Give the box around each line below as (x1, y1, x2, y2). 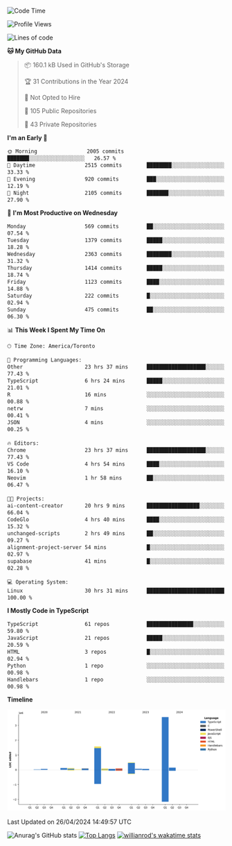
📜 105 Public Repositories (24, 107, 97, 115)
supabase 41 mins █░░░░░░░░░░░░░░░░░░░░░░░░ (7, 558, 225, 565)
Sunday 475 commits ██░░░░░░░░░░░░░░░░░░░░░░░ (7, 306, 225, 313)
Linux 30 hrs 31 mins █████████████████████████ (7, 587, 225, 594)
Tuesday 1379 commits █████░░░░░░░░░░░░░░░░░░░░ (7, 237, 225, 244)
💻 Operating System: (7, 579, 69, 586)
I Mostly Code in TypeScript (7, 607, 89, 614)
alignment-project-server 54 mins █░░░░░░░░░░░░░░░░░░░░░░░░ (7, 544, 225, 551)
